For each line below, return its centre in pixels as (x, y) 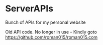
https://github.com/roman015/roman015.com (51, 37)
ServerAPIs (29, 9)
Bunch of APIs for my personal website (45, 22)
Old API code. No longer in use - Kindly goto (51, 32)
